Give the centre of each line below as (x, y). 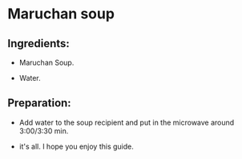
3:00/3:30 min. (44, 131)
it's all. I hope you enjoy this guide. (76, 146)
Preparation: (39, 103)
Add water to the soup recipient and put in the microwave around (127, 122)
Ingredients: (38, 44)
